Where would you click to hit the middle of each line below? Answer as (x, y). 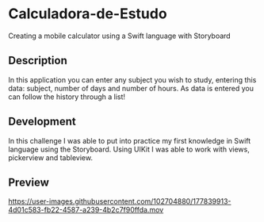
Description (38, 61)
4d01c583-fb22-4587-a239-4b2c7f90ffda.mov (86, 210)
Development (42, 122)
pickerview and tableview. (51, 157)
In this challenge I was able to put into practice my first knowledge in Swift (130, 140)
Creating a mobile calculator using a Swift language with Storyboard (120, 36)
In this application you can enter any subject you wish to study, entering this (132, 79)
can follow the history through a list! (67, 97)
